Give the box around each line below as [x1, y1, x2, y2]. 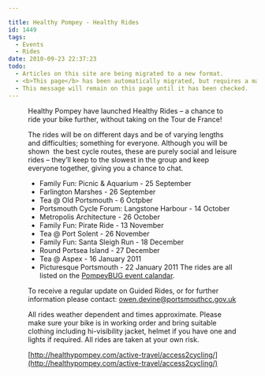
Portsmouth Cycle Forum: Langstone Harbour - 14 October [39, 203, 230, 213]
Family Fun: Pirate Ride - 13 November [39, 220, 164, 229]
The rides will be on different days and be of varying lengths [28, 129, 224, 139]
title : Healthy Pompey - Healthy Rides [8, 18, 140, 26]
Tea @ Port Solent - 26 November [39, 229, 150, 238]
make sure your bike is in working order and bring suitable [28, 318, 217, 327]
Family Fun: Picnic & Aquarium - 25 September [39, 178, 192, 188]
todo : [8, 62, 26, 71]
